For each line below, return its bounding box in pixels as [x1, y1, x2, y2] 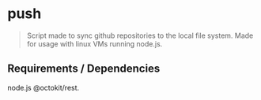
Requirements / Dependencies [7, 62, 161, 76]
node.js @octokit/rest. [7, 83, 80, 92]
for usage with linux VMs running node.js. [26, 39, 163, 48]
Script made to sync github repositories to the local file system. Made [26, 31, 254, 40]
